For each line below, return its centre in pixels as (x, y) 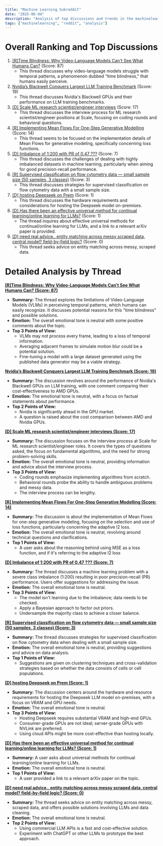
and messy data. (36, 488)
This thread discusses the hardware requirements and (73, 201)
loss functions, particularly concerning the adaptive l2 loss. (71, 527)
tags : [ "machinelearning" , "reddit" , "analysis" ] (56, 23)
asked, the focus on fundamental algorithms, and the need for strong (81, 451)
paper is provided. (38, 231)
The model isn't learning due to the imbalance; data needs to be (83, 598)
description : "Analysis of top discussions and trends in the (69, 18)
